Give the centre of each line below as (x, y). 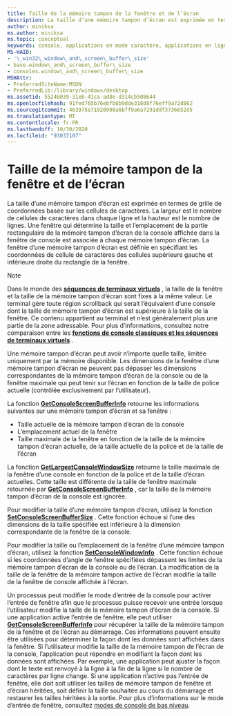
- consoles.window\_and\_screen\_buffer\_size (75, 71)
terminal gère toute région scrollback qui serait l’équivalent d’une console (111, 304)
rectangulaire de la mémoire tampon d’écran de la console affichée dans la (113, 233)
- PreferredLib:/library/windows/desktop (68, 90)
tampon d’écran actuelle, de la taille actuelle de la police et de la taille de (120, 447)
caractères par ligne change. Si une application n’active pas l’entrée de (108, 676)
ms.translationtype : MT (41, 116)
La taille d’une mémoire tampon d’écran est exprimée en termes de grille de (115, 204)
